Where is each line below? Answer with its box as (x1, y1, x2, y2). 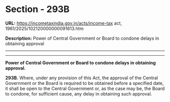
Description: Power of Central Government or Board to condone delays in (5, 35, 159, 41)
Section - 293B (5, 4, 70, 15)
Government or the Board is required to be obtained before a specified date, (5, 80, 164, 86)
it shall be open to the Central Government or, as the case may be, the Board (5, 85, 165, 91)
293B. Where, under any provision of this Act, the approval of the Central (5, 74, 158, 81)
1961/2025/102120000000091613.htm (5, 25, 84, 31)
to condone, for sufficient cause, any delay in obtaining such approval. (5, 90, 152, 96)
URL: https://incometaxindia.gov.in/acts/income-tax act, (5, 20, 122, 26)
